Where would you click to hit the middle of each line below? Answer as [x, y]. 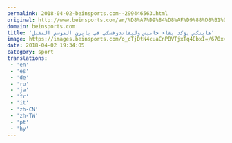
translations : [28, 58]
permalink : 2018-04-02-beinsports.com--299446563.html [88, 13]
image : [17, 39]
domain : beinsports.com [41, 26]
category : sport [30, 52]
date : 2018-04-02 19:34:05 [46, 45]
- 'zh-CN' [24, 109]
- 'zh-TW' [24, 115]
